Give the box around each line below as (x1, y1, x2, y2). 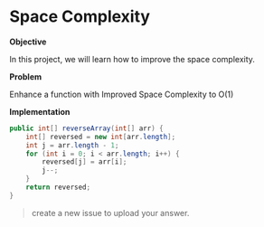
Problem (9, 71, 42, 82)
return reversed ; (25, 183, 91, 192)
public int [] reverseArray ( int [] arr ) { (9, 124, 165, 133)
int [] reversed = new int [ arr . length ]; (25, 132, 176, 141)
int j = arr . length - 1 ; (25, 140, 119, 150)
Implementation (9, 106, 71, 117)
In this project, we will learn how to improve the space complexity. (9, 53, 256, 64)
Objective (9, 36, 47, 47)
